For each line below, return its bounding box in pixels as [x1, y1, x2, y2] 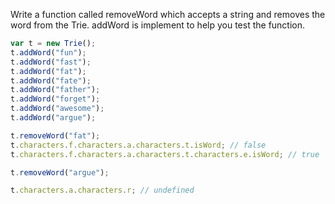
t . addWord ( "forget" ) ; [10, 94, 101, 104]
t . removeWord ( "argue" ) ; [10, 167, 110, 178]
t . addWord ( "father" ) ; [10, 85, 101, 95]
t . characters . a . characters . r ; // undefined [10, 185, 195, 196]
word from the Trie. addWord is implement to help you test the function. [10, 19, 306, 31]
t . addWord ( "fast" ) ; [10, 57, 92, 67]
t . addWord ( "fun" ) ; [10, 47, 87, 58]
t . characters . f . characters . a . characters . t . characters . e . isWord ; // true [10, 149, 320, 159]
